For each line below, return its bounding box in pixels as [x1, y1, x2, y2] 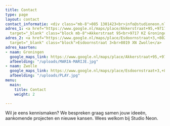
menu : [5, 78, 17, 83]
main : [10, 82, 22, 87]
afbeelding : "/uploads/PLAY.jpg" [10, 73, 80, 78]
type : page [5, 12, 28, 17]
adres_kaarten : [5, 45, 37, 50]
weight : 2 [14, 92, 35, 97]
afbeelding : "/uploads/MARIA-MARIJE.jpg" [10, 59, 99, 64]
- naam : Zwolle [5, 64, 37, 69]
